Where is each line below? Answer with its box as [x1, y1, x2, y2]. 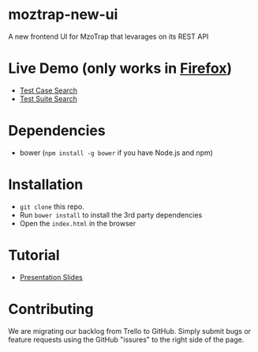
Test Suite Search [19, 93, 77, 104]
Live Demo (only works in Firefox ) [8, 59, 233, 78]
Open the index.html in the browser [19, 218, 136, 228]
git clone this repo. [19, 202, 84, 211]
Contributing [8, 300, 94, 318]
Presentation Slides [19, 272, 83, 282]
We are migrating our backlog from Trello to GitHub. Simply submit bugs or [8, 326, 251, 335]
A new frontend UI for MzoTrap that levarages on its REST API [8, 32, 209, 41]
